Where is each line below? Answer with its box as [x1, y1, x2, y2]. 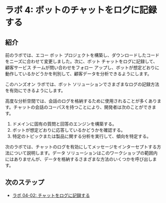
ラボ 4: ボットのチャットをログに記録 [5, 4, 157, 16]
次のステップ [5, 178, 45, 187]
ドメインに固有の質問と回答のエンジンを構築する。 [12, 121, 117, 127]
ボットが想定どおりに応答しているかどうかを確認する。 [12, 127, 125, 133]
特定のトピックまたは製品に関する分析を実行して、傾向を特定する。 [12, 133, 151, 139]
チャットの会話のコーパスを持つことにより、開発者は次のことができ [13, 104, 152, 110]
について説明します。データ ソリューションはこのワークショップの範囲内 [9, 150, 158, 156]
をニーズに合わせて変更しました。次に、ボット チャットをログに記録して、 [5, 58, 158, 64]
